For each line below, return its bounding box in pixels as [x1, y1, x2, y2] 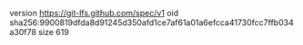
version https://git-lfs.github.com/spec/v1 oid [9, 8, 179, 18]
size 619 [37, 27, 70, 37]
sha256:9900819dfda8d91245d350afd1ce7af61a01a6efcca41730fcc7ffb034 [9, 17, 294, 28]
